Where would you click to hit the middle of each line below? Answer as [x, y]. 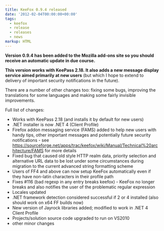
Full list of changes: [25, 110]
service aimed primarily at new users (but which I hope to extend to [74, 75]
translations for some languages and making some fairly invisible [70, 95]
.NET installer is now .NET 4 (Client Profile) [55, 124]
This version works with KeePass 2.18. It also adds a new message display [82, 70]
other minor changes [33, 223]
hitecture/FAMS [28, 150]
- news [16, 37]
